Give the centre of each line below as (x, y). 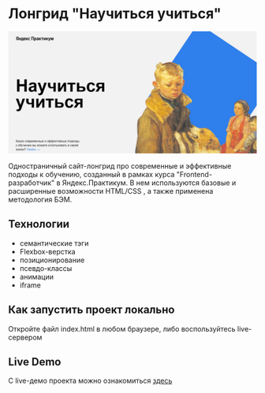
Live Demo (35, 362)
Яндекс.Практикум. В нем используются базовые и (149, 183)
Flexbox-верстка (48, 251)
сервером (25, 337)
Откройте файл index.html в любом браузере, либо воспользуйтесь (122, 328)
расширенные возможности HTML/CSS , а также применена (111, 191)
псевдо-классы (46, 268)
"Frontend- (194, 174)
